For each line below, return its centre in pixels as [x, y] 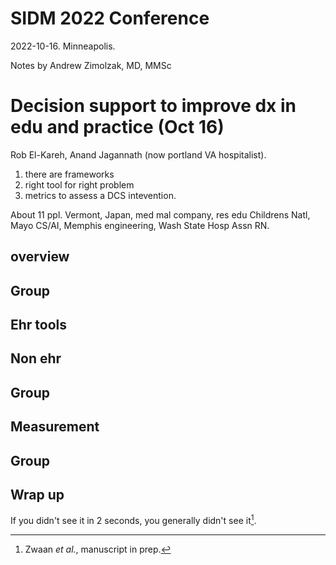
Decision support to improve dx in [153, 106]
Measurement [55, 427]
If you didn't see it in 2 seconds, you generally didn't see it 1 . [133, 520]
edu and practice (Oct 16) [117, 127]
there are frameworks [69, 174]
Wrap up [37, 495]
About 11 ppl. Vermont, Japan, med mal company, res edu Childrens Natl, [160, 214]
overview [40, 257]
